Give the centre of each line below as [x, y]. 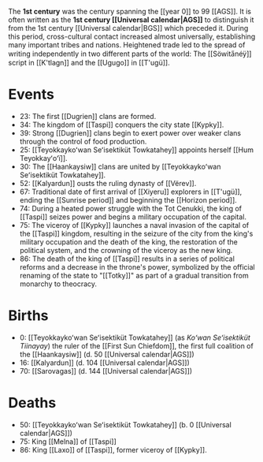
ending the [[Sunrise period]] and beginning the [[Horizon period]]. [128, 199]
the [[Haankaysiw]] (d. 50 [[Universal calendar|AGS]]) [107, 354]
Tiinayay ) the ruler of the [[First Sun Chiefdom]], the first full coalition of [136, 345]
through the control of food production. [83, 141]
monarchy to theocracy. [58, 284]
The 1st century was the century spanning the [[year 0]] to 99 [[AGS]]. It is [130, 11]
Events [31, 95]
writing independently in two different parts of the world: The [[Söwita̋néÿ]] [130, 54]
